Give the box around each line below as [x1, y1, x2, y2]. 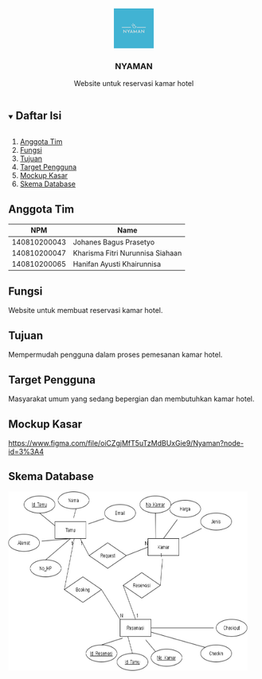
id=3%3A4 [8, 447, 44, 456]
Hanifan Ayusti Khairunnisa [72, 260, 162, 269]
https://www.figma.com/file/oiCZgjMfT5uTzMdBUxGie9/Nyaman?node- [8, 438, 244, 447]
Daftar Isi [15, 108, 62, 123]
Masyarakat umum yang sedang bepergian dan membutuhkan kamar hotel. [8, 394, 255, 404]
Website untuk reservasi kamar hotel [73, 79, 194, 88]
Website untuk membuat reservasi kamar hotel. [8, 306, 163, 315]
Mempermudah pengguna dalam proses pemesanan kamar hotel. [8, 350, 223, 360]
